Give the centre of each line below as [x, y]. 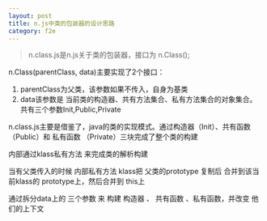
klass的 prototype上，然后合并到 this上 [80, 181]
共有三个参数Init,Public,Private [70, 109]
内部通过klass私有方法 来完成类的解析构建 [78, 154]
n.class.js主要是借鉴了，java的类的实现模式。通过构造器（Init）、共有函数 [129, 127]
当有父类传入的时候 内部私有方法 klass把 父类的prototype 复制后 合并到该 [130, 172]
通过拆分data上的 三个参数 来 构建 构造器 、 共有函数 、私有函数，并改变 [129, 198]
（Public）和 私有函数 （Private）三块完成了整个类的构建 [103, 137]
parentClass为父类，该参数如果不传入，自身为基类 [104, 89]
